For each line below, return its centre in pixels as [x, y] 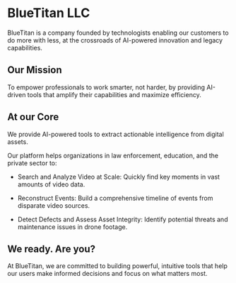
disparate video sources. [54, 205]
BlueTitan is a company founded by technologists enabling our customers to [118, 33]
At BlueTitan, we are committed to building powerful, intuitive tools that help [118, 266]
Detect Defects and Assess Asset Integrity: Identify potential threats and [123, 219]
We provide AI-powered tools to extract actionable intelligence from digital [116, 134]
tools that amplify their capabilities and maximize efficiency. [114, 94]
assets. [18, 141]
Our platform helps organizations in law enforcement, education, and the [113, 155]
